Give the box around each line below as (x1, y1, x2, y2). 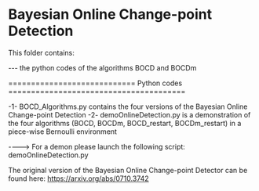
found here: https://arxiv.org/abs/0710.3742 (8, 174, 149, 183)
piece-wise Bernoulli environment (8, 127, 118, 136)
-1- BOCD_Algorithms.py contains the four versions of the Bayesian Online (8, 102, 248, 111)
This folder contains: (8, 48, 75, 57)
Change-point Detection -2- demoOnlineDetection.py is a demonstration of (8, 110, 251, 119)
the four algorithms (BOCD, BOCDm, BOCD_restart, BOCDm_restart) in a (8, 118, 242, 128)
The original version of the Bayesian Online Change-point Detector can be (8, 165, 248, 175)
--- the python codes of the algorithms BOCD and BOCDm (8, 63, 197, 72)
